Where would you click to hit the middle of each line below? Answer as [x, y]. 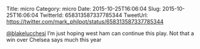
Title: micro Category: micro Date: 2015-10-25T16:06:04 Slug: [84, 9]
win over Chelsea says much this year [54, 40]
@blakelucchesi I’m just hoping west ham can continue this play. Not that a [100, 33]
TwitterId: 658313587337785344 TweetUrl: [94, 15]
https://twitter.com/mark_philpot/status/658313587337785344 [85, 21]
